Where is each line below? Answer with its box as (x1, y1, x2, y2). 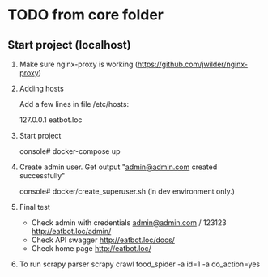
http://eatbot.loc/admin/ (31, 227, 112, 236)
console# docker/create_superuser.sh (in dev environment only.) (19, 186, 236, 196)
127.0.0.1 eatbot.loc (19, 115, 83, 125)
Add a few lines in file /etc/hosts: (19, 100, 130, 109)
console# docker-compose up (19, 147, 121, 156)
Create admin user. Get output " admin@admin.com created (19, 162, 218, 172)
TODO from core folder (7, 6, 164, 24)
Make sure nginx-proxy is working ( (19, 59, 138, 69)
